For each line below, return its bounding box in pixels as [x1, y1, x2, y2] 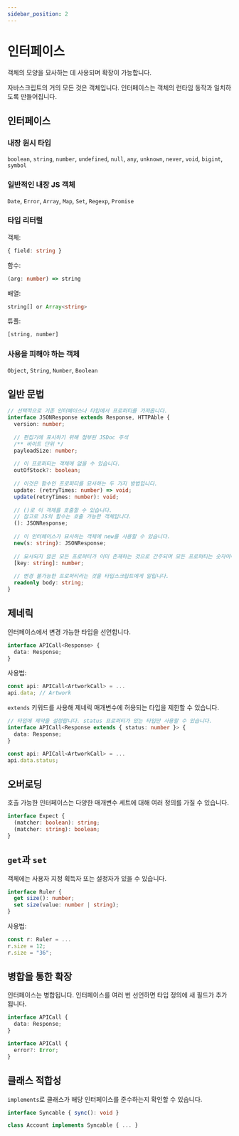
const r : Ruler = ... [7, 936, 72, 943]
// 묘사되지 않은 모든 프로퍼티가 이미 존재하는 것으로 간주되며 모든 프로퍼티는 [14, 552, 213, 560]
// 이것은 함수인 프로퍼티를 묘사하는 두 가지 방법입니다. [14, 481, 158, 488]
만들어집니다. [20, 92, 58, 100]
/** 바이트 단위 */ [14, 440, 64, 448]
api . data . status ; [7, 756, 59, 764]
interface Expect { [7, 813, 65, 820]
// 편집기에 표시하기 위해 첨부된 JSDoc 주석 [14, 434, 129, 441]
